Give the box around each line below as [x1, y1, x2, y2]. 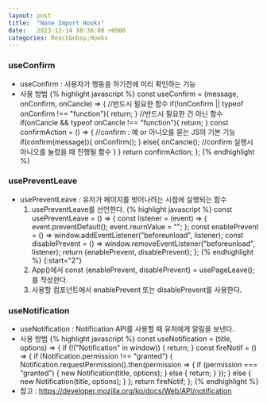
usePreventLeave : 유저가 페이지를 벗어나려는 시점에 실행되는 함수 [19, 194, 227, 204]
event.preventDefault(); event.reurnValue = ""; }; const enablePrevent [31, 221, 259, 231]
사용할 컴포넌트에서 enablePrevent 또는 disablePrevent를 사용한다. [31, 285, 242, 294]
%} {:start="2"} [31, 255, 83, 265]
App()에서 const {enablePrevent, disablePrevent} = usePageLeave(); [31, 265, 255, 274]
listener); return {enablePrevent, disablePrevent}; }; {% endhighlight [31, 247, 254, 256]
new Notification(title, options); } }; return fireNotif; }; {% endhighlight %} [19, 377, 259, 386]
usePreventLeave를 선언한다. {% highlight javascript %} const [31, 204, 233, 214]
